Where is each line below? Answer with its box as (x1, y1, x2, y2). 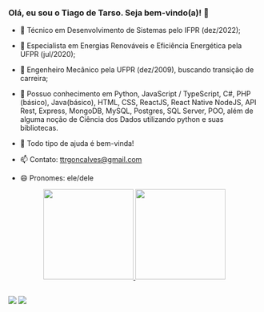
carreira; (19, 74, 49, 83)
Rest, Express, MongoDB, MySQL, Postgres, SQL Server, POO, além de (19, 106, 254, 115)
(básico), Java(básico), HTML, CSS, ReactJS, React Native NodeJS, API (19, 98, 257, 107)
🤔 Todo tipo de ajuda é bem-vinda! (19, 139, 134, 148)
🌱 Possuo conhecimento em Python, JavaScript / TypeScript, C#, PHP (19, 89, 251, 99)
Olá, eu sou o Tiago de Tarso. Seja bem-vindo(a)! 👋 (8, 7, 210, 18)
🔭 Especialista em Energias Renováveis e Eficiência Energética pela (19, 41, 242, 51)
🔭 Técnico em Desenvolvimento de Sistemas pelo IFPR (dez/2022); (19, 26, 242, 35)
